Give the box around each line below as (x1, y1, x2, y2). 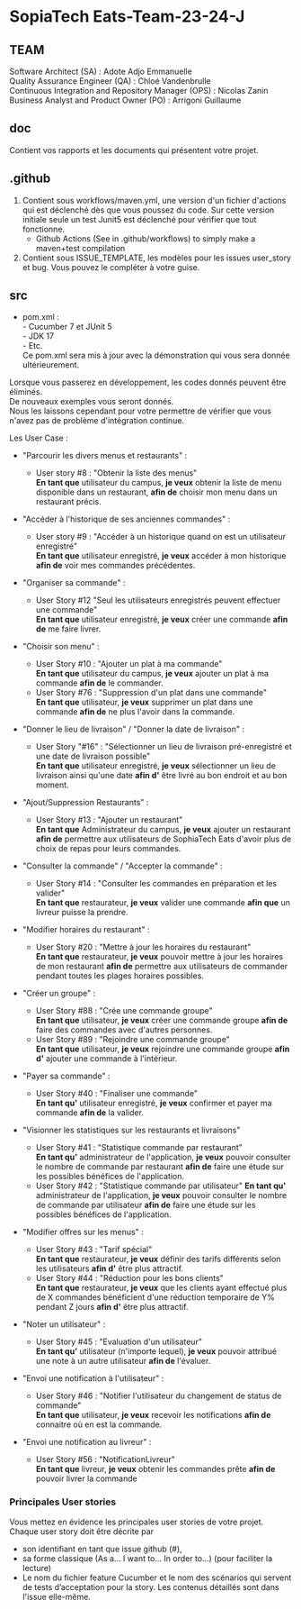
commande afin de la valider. (35, 1107, 144, 1118)
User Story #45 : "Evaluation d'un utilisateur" (35, 1336, 202, 1348)
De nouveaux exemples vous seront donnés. (9, 396, 174, 407)
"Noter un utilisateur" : (22, 1319, 106, 1330)
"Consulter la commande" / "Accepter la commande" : (22, 860, 223, 871)
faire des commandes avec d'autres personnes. (35, 1024, 213, 1035)
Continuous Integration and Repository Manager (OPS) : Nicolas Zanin (9, 86, 269, 95)
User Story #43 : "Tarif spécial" (35, 1244, 153, 1255)
